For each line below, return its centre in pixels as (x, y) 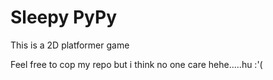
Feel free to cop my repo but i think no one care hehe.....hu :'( (136, 64)
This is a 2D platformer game (70, 45)
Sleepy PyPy (63, 17)
